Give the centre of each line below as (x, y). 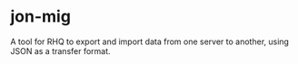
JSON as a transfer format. (61, 50)
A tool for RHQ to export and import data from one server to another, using (150, 41)
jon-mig (41, 17)
